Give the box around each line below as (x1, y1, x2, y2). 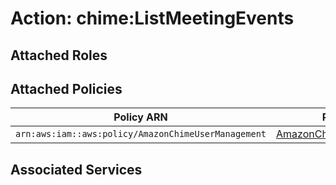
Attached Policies (10, 80, 123, 97)
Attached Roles (10, 47, 108, 64)
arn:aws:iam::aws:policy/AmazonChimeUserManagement (15, 128, 267, 140)
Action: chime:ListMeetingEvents (10, 7, 295, 30)
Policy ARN (113, 110, 168, 124)
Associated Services (10, 161, 143, 178)
